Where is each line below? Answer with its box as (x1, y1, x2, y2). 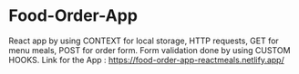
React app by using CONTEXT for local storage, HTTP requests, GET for (8, 35, 279, 46)
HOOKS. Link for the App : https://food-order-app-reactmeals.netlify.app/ (8, 54, 284, 65)
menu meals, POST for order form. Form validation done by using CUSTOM (8, 44, 291, 55)
